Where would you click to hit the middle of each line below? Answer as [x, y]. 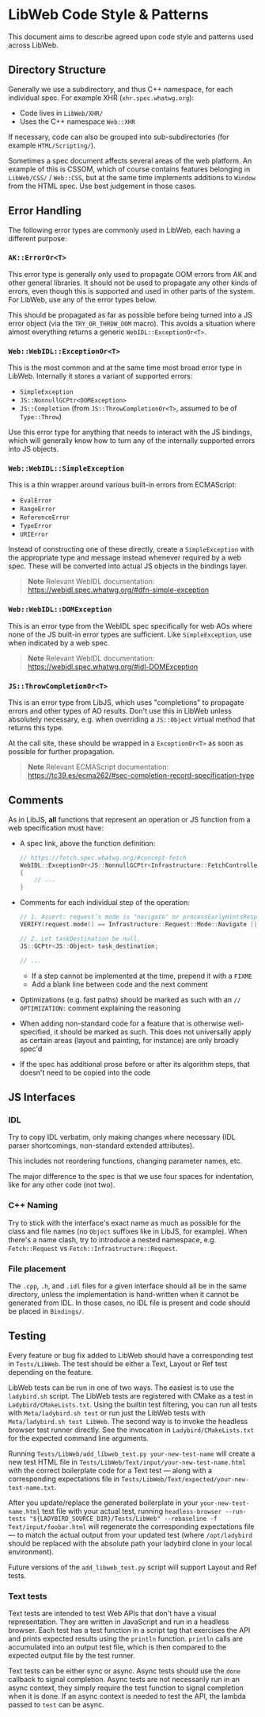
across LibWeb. [34, 44]
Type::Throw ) [40, 417]
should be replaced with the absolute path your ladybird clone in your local [130, 1543]
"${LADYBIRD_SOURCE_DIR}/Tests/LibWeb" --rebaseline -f [123, 1519]
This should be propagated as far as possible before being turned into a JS [131, 314]
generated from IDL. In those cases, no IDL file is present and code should [129, 1303]
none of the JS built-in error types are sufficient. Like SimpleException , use [130, 634]
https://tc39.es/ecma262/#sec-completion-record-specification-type [141, 776]
